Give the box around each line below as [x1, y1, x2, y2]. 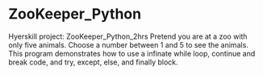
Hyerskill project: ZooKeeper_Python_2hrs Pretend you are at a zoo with [8, 31, 248, 41]
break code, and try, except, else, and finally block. [8, 57, 179, 67]
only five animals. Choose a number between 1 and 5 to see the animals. [8, 40, 248, 49]
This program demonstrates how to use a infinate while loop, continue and [8, 48, 256, 58]
